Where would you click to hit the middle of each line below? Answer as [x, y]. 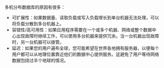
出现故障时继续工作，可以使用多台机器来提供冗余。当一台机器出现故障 [87, 36]
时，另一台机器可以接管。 [38, 42]
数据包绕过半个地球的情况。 [40, 60]
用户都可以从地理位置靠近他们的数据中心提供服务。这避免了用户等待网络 [85, 54]
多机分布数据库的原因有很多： [35, 7]
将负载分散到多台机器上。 [38, 24]
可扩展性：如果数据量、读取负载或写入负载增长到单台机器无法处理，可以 [85, 18]
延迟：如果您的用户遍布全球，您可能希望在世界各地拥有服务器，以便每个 [85, 48]
